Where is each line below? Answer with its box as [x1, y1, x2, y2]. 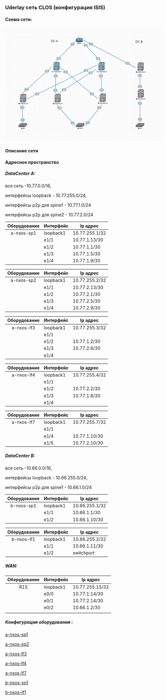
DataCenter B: [5, 453, 36, 459]
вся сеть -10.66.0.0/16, [5, 465, 53, 471]
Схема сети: [5, 16, 32, 22]
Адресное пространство [5, 159, 59, 165]
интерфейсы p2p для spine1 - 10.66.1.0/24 [5, 484, 92, 490]
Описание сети [5, 148, 39, 154]
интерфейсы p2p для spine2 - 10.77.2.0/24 [5, 212, 94, 218]
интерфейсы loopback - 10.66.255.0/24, [5, 475, 88, 481]
